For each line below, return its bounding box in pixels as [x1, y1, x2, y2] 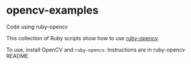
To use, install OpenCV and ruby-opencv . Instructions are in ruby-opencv [6, 46, 185, 53]
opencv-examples [6, 4, 99, 17]
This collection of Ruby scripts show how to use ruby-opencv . [6, 34, 159, 41]
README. [6, 52, 30, 59]
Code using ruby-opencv [6, 23, 68, 30]
